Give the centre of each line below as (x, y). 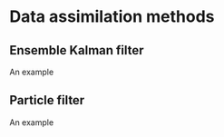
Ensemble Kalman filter (77, 50)
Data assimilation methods (112, 17)
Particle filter (47, 100)
